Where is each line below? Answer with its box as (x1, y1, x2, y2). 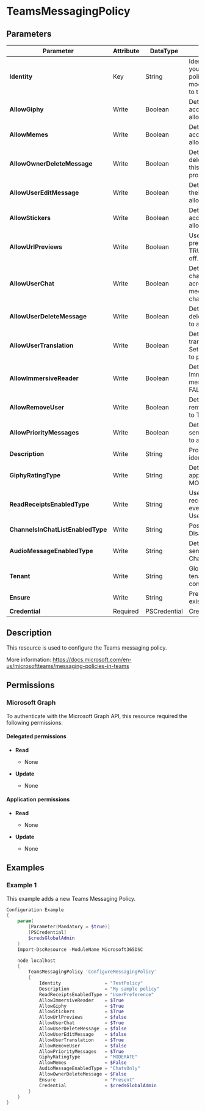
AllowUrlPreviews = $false (38, 1014, 127, 1021)
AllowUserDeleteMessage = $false (38, 1025, 127, 1032)
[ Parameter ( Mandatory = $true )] (28, 924, 111, 930)
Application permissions (6, 796, 70, 803)
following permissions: (6, 719, 63, 726)
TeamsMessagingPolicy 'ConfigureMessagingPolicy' (28, 969, 157, 975)
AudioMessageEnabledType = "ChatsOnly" (38, 1065, 140, 1072)
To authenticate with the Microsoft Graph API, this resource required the (6, 712, 188, 719)
